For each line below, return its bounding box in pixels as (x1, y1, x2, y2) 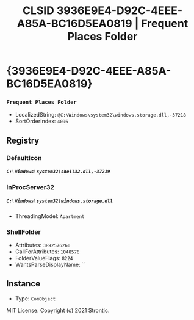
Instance (6, 278, 41, 289)
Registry (6, 135, 40, 145)
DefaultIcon (6, 153, 42, 162)
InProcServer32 (6, 183, 55, 191)
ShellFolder (6, 227, 41, 236)
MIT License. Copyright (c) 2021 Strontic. (6, 307, 110, 314)
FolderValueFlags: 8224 (15, 255, 73, 262)
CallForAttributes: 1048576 (15, 248, 80, 255)
